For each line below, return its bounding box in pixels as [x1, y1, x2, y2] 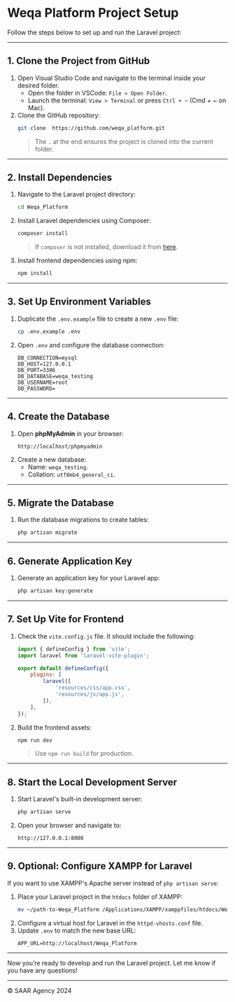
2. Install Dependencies [7, 172, 113, 184]
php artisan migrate [17, 529, 78, 536]
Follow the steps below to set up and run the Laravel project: [7, 28, 182, 36]
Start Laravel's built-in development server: [17, 795, 143, 803]
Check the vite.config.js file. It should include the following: [17, 632, 195, 640]
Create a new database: [17, 455, 87, 464]
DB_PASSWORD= [17, 385, 56, 392]
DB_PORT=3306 [17, 366, 56, 373]
